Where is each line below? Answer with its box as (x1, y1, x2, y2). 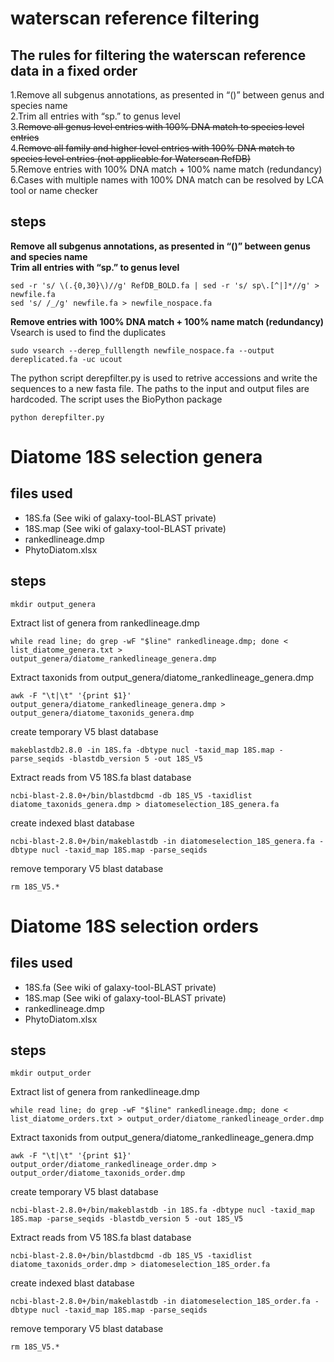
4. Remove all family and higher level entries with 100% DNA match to (10, 142, 295, 154)
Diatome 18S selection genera (10, 446, 263, 468)
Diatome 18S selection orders (10, 915, 259, 937)
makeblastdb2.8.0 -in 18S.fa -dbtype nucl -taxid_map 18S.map (10, 745, 275, 755)
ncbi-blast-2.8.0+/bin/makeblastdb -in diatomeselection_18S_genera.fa (10, 836, 315, 846)
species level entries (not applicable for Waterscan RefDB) (10, 153, 252, 164)
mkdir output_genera (10, 599, 97, 609)
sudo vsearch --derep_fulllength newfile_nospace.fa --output (10, 345, 275, 356)
